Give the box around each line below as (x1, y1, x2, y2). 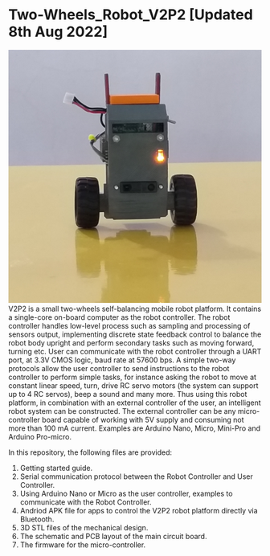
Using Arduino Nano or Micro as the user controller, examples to (19, 489, 233, 498)
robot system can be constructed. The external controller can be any (8, 406, 236, 415)
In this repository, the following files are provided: (8, 448, 173, 457)
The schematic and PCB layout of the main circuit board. (19, 531, 207, 541)
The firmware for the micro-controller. (19, 540, 146, 550)
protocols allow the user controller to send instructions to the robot (8, 363, 230, 373)
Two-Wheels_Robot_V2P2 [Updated (8, 6, 253, 24)
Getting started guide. (19, 463, 93, 472)
